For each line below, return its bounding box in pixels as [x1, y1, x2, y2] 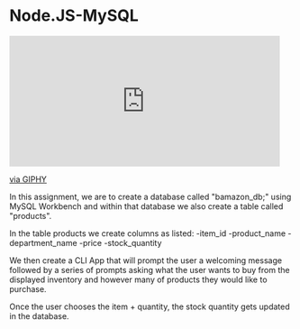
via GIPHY [9, 173, 48, 185]
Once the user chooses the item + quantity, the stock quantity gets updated [9, 301, 290, 312]
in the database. [9, 310, 69, 321]
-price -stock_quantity [79, 237, 162, 248]
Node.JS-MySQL [9, 5, 140, 26]
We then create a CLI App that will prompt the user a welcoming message [9, 254, 282, 266]
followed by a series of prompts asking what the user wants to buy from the [9, 264, 290, 275]
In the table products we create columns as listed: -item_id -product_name [9, 227, 286, 239]
